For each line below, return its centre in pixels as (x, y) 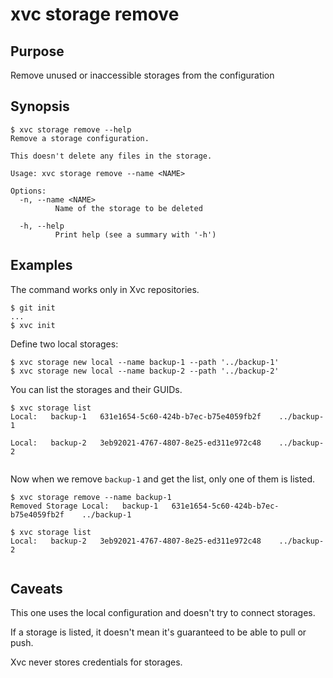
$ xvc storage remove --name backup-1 (91, 497)
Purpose (37, 51)
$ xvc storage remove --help (71, 129)
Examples (41, 265)
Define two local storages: (64, 344)
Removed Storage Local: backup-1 (84, 506)
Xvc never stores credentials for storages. (96, 662)
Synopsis (40, 106)
